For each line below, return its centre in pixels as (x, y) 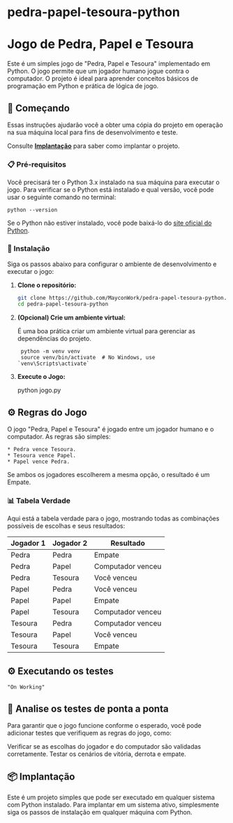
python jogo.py (39, 390)
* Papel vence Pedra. (39, 462)
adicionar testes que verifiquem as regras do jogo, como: (90, 733)
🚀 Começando (38, 108)
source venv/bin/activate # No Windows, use (88, 358)
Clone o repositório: (47, 285)
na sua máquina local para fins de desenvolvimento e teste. (92, 132)
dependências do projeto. (54, 339)
